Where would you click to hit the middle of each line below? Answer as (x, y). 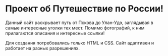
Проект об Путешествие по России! (85, 9)
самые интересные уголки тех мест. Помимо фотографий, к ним (75, 27)
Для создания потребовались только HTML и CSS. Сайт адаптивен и (80, 42)
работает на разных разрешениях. (42, 48)
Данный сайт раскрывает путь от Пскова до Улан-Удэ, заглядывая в (79, 22)
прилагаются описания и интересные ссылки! (55, 33)
